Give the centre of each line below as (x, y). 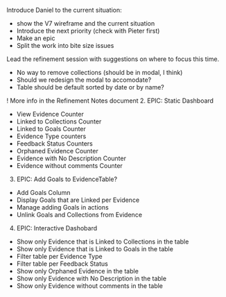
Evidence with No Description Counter (71, 158)
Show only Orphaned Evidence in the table (78, 271)
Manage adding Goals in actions (62, 207)
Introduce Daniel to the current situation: (64, 10)
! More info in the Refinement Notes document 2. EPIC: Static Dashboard (110, 101)
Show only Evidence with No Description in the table (92, 278)
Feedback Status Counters (54, 144)
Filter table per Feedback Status (62, 264)
